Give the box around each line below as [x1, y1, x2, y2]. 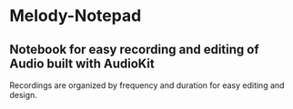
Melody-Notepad [9, 5, 142, 26]
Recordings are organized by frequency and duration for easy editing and [9, 80, 285, 91]
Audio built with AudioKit [9, 55, 155, 71]
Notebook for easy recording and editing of [9, 42, 259, 57]
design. [9, 90, 38, 100]
